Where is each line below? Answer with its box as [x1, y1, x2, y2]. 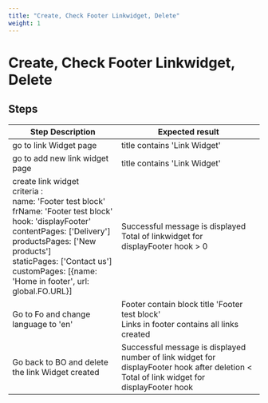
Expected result [157, 126, 219, 137]
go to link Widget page [12, 139, 97, 150]
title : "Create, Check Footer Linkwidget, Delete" [8, 11, 180, 20]
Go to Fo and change [12, 309, 91, 320]
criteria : [12, 186, 44, 197]
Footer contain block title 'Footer [120, 298, 243, 309]
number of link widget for [120, 351, 216, 362]
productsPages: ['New [12, 235, 97, 246]
